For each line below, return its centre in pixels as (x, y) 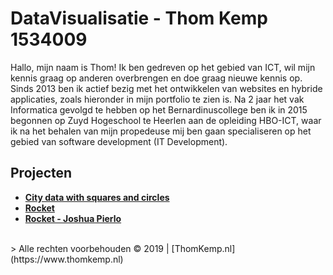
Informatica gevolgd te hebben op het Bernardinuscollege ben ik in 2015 (159, 109)
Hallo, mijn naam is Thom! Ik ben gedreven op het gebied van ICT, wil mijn (163, 67)
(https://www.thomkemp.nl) (67, 259)
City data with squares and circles (97, 197)
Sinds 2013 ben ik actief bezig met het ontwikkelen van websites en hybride (166, 88)
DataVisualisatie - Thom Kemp (139, 18)
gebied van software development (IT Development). (119, 141)
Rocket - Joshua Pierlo (73, 218)
